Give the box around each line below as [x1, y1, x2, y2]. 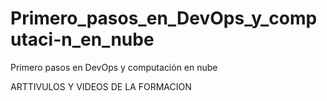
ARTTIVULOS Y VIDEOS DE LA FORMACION [10, 80, 192, 92]
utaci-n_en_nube [10, 28, 155, 51]
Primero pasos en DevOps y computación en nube [10, 61, 218, 73]
